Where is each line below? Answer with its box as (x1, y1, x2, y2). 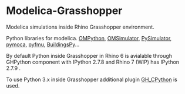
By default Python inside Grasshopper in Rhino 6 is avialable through (6, 52, 172, 59)
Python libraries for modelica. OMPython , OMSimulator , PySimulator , (6, 34, 172, 41)
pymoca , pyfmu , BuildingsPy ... (6, 41, 80, 48)
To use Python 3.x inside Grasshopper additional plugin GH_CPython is (6, 76, 177, 83)
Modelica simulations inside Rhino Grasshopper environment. (6, 23, 154, 30)
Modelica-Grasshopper (6, 4, 123, 18)
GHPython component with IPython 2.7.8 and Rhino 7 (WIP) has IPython (6, 58, 180, 65)
